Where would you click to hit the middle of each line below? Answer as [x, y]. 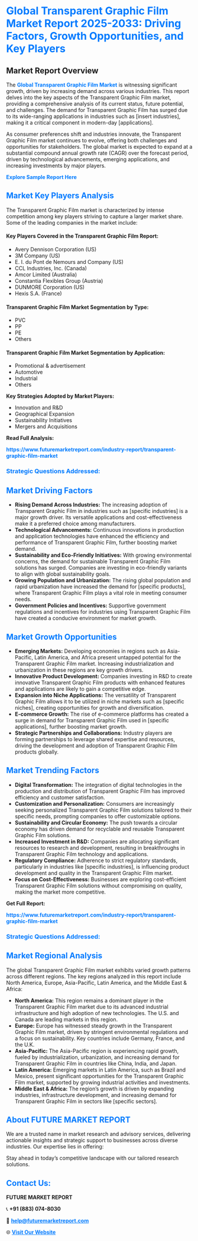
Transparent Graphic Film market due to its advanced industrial [91, 1007]
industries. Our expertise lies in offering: [55, 1147]
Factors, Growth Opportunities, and [95, 36]
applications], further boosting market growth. [71, 726]
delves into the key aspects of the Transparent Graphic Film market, [89, 97]
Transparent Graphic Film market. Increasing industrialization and [94, 663]
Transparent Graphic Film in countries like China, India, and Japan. [96, 1063]
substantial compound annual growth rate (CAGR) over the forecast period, [98, 153]
